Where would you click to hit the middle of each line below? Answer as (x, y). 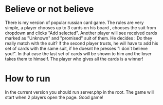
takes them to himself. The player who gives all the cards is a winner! (74, 59)
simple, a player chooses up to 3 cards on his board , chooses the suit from (81, 27)
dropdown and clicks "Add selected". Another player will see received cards (81, 33)
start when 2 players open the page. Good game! (54, 97)
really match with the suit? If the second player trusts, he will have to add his (81, 43)
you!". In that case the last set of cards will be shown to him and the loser (78, 53)
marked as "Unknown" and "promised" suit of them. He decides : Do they (79, 38)
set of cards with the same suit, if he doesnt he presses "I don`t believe (76, 48)
